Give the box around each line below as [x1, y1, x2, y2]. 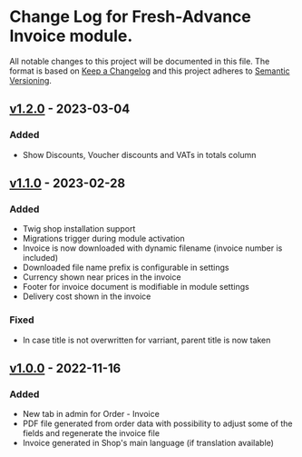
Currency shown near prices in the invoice [22, 272, 181, 283]
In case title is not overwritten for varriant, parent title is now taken [22, 334, 271, 345]
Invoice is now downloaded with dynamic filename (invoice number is [22, 243, 283, 253]
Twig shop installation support [22, 224, 136, 234]
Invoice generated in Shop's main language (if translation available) [22, 438, 275, 449]
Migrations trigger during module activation [22, 233, 186, 244]
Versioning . [9, 75, 53, 85]
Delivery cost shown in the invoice [22, 291, 151, 302]
